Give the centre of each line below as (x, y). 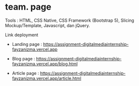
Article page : (25, 73)
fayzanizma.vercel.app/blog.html (45, 64)
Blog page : (23, 58)
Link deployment (22, 35)
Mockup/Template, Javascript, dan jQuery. (47, 25)
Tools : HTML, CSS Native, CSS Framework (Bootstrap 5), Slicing (70, 20)
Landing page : (27, 44)
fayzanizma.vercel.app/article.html (46, 78)
